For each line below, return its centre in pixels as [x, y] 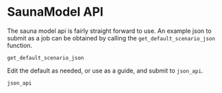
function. [20, 45]
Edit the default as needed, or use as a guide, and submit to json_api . [105, 70]
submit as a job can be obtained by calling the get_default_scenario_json [111, 38]
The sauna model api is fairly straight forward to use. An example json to [109, 31]
